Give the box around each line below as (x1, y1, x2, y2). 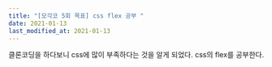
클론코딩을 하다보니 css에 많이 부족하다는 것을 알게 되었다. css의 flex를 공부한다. (8, 50, 265, 60)
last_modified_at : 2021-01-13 (8, 27, 111, 35)
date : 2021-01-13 (8, 19, 67, 27)
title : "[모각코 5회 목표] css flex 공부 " (8, 11, 145, 20)
